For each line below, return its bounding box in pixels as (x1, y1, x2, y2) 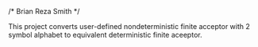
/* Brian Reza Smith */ (8, 7, 80, 16)
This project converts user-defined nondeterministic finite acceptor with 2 (8, 22, 250, 31)
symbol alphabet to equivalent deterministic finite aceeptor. (8, 31, 202, 39)
